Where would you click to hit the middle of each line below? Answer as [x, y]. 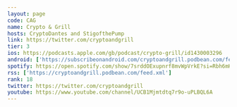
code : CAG [22, 20]
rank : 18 [20, 79]
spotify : [20, 66]
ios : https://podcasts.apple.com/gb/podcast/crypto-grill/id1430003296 [115, 53]
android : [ [23, 60]
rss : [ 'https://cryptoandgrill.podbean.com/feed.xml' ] [90, 73]
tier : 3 [19, 46]
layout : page [26, 14]
